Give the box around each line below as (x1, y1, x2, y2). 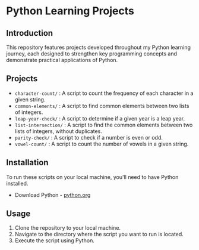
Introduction (6, 28, 53, 38)
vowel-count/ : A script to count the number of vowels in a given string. (14, 140, 189, 147)
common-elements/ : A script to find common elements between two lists (14, 102, 189, 109)
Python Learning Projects (6, 4, 135, 18)
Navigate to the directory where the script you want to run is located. (14, 231, 184, 238)
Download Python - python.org (14, 191, 91, 198)
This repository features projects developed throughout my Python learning (6, 44, 191, 51)
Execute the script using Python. (14, 237, 95, 244)
